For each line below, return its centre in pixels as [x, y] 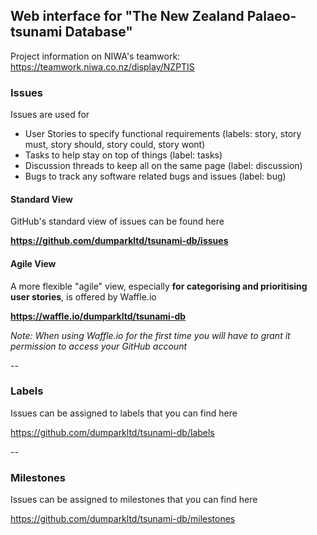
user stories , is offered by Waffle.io [83, 296]
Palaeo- [271, 16]
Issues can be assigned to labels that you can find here [124, 413]
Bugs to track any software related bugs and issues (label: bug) [155, 176]
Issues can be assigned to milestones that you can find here [134, 500]
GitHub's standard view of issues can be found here [117, 221]
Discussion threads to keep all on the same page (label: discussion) [163, 166]
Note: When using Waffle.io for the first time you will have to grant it [150, 335]
